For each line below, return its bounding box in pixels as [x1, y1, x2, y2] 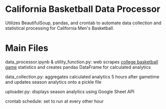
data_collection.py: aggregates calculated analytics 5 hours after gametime [5, 73, 160, 80]
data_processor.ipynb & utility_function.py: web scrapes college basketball [5, 58, 159, 65]
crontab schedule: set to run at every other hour [5, 98, 104, 104]
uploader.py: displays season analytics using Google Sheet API [5, 88, 135, 95]
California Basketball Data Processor [5, 3, 161, 15]
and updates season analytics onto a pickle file [5, 79, 102, 85]
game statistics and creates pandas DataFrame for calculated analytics [5, 64, 151, 70]
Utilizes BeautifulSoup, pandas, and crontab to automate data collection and [5, 20, 162, 26]
